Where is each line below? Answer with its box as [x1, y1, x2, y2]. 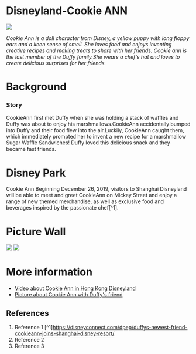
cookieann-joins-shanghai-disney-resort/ [14, 330, 115, 337]
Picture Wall [6, 225, 66, 238]
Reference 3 [14, 342, 44, 350]
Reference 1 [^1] [14, 324, 53, 331]
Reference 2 [14, 336, 44, 343]
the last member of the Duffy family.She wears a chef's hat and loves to [6, 53, 180, 60]
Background [6, 80, 67, 93]
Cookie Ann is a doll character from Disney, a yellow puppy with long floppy [6, 34, 190, 42]
